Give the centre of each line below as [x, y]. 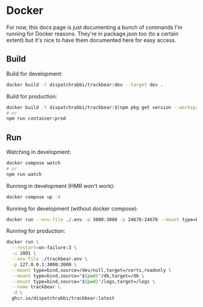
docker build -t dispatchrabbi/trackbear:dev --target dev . [85, 85]
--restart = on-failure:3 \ [44, 248]
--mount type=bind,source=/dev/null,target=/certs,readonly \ [92, 270]
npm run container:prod [36, 118]
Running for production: [36, 231]
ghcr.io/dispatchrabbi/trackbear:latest [63, 299]
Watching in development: [39, 152]
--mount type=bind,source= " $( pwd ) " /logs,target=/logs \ [83, 282]
